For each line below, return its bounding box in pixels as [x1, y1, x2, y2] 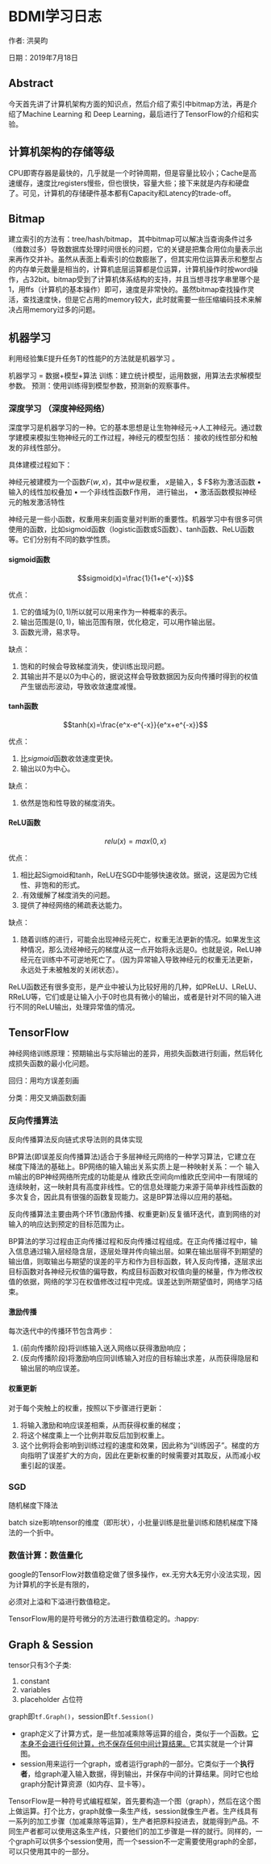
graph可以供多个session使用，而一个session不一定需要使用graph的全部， [15, 1837, 261, 1846]
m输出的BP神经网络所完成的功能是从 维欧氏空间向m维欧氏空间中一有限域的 [8, 1172, 258, 1182]
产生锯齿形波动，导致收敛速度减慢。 [19, 681, 141, 691]
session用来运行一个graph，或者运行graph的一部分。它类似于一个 [19, 1759, 240, 1769]
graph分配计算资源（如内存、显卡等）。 [19, 1779, 150, 1789]
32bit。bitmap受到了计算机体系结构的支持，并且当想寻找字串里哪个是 [29, 275, 261, 285]
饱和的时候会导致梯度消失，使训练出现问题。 [19, 661, 169, 671]
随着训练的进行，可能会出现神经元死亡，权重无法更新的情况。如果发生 [19, 934, 254, 944]
